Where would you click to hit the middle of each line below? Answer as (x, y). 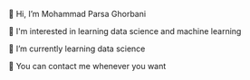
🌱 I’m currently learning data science (77, 49)
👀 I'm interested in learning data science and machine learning (125, 31)
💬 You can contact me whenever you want (87, 66)
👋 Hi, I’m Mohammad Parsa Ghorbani (77, 14)
